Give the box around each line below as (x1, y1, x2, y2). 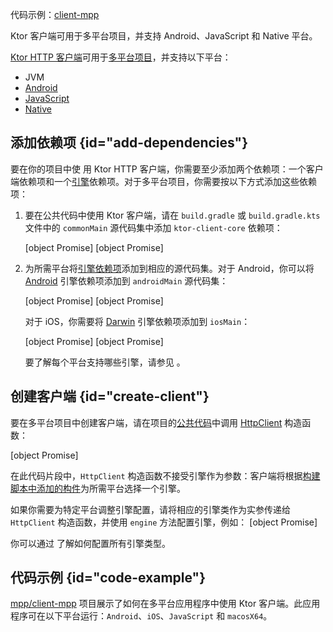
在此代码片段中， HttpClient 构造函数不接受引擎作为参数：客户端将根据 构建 (10, 469, 321, 482)
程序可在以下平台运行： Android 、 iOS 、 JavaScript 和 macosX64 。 (10, 610, 273, 622)
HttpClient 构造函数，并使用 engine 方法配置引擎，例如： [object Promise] (10, 516, 318, 528)
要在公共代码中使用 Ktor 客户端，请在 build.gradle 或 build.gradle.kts (24, 209, 321, 221)
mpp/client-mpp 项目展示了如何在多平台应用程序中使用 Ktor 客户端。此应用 (10, 598, 321, 610)
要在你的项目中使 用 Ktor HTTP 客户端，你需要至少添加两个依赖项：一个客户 (10, 163, 324, 175)
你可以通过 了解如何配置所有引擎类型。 (10, 537, 171, 549)
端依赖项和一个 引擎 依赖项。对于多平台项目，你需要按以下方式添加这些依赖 (10, 175, 317, 187)
